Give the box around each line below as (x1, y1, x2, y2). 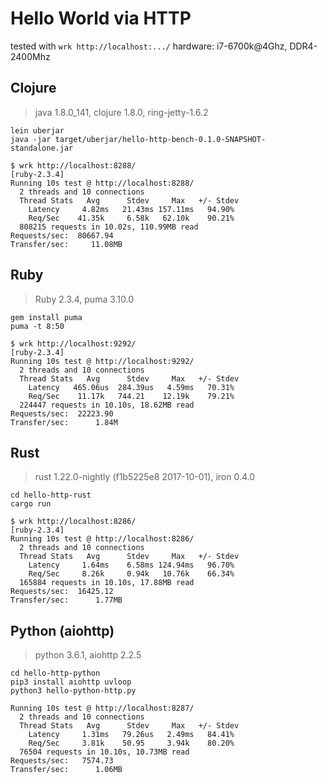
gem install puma (10, 312, 83, 322)
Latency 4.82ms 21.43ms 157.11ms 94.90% (28, 204, 235, 214)
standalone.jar (10, 143, 74, 153)
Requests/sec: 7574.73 (10, 756, 114, 766)
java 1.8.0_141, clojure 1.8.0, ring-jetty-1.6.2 (34, 106, 209, 118)
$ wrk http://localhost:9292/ (10, 338, 137, 349)
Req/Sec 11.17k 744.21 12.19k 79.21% (28, 391, 235, 401)
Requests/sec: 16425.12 (10, 587, 114, 597)
